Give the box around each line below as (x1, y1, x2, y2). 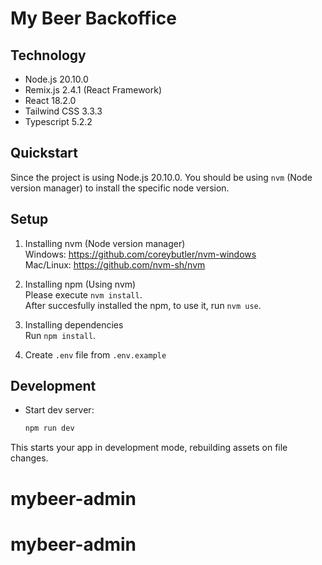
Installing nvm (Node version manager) (24, 237, 186, 249)
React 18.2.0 (24, 95, 77, 106)
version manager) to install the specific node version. (10, 182, 230, 194)
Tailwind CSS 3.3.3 (24, 105, 103, 117)
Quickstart (10, 145, 79, 162)
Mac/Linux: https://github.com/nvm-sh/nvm (24, 258, 206, 271)
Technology (10, 47, 87, 64)
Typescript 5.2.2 (24, 116, 93, 127)
